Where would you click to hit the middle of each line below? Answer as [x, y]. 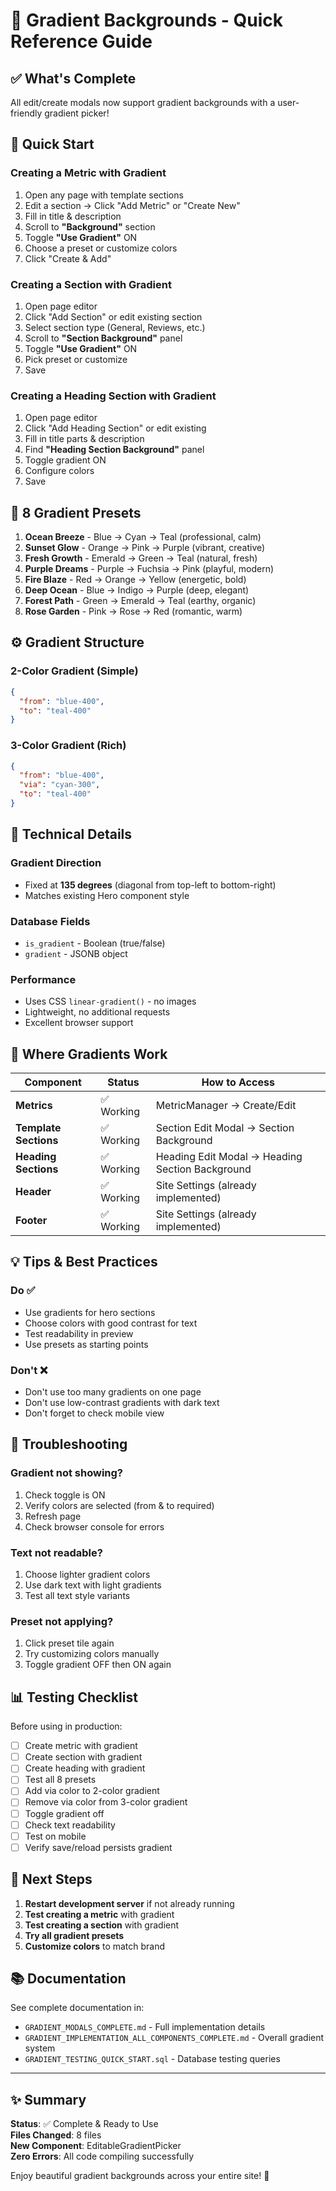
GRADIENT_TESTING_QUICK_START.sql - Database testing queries [152, 2059]
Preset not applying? [62, 1621]
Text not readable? [56, 1552]
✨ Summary [48, 2099]
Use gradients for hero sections [90, 1312]
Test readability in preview [79, 1333]
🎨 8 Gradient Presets [76, 512]
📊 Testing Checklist [74, 1697]
